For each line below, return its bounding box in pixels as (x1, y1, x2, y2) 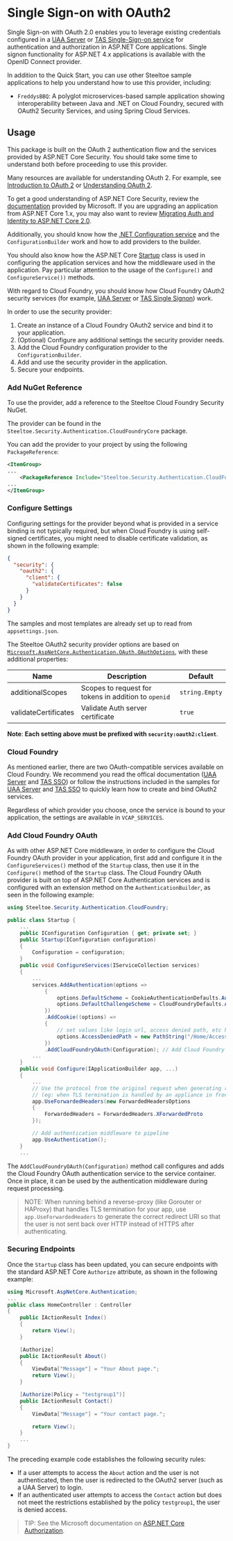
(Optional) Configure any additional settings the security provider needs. (17, 335, 225, 344)
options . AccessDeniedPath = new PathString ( (56, 1033, 188, 1040)
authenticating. (24, 1227, 68, 1236)
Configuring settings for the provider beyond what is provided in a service (7, 519, 218, 527)
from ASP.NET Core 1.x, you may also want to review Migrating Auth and (7, 209, 214, 217)
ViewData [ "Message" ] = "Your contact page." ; (32, 1410, 166, 1417)
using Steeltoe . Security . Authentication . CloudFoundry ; (7, 904, 169, 911)
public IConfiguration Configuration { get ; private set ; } (19, 929, 197, 936)
